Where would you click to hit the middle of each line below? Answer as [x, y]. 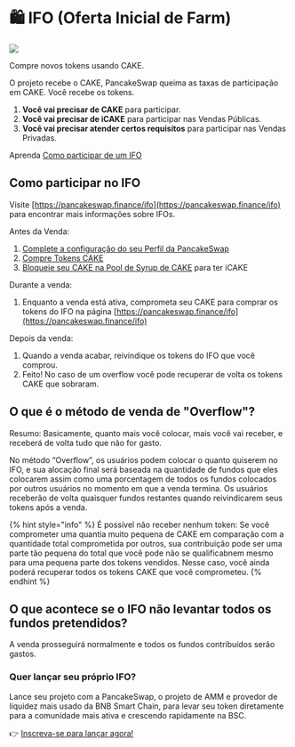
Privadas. [40, 138]
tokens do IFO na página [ [69, 311]
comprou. [40, 365]
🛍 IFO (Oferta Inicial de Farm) [120, 18]
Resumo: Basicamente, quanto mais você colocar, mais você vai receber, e [146, 433]
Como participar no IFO [75, 183]
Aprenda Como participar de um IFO [76, 155]
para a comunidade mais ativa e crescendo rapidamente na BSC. [128, 715]
